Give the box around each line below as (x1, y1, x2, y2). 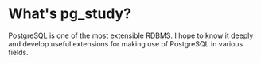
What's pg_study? (8, 5, 132, 23)
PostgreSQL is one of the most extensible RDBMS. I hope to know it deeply (8, 31, 254, 40)
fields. (8, 47, 29, 57)
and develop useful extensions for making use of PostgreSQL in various (8, 39, 243, 48)
